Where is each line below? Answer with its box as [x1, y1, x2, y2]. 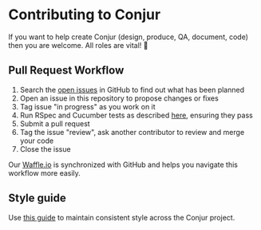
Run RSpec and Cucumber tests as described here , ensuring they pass [19, 110, 253, 120]
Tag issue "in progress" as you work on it [19, 101, 156, 111]
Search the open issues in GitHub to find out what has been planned [19, 85, 245, 94]
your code [19, 136, 54, 145]
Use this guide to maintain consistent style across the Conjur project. [8, 212, 235, 222]
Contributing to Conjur [8, 6, 161, 24]
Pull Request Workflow [8, 64, 125, 77]
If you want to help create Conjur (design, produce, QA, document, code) [8, 32, 249, 42]
